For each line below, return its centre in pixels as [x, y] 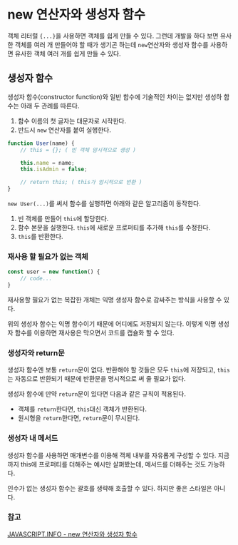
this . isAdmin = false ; [54, 169]
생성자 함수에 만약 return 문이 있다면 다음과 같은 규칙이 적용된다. [97, 394]
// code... [36, 279]
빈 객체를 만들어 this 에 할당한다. [63, 219]
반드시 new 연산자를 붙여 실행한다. [64, 130]
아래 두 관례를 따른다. [50, 106]
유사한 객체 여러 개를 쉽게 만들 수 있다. [68, 54]
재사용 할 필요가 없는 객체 [48, 256]
